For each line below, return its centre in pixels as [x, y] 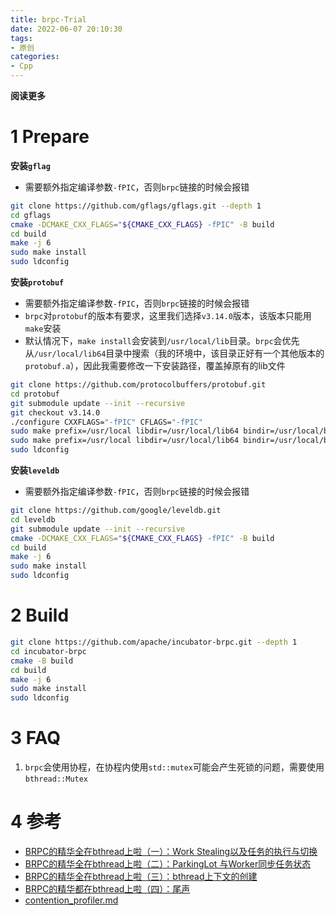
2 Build [40, 615]
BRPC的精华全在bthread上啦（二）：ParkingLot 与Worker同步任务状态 [168, 864]
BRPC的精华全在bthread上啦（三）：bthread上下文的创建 [141, 876]
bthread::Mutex [56, 779]
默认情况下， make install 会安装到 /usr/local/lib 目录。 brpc [149, 341]
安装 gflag [30, 165]
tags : [21, 38]
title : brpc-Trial [48, 19]
